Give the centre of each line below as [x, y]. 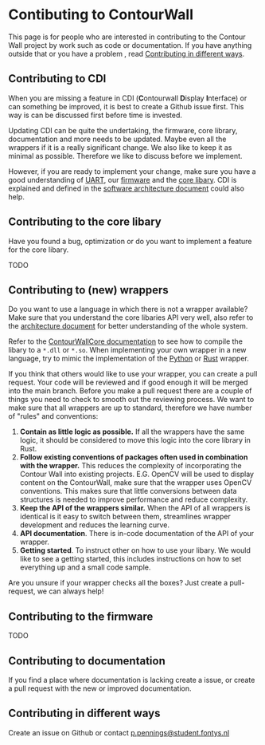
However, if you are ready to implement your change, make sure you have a [132, 171]
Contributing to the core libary [85, 222]
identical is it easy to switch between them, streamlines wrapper [125, 517]
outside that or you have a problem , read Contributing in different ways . [127, 53]
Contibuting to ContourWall [101, 15]
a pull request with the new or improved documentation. [100, 688]
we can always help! [70, 591]
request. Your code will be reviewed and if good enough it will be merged [128, 382]
